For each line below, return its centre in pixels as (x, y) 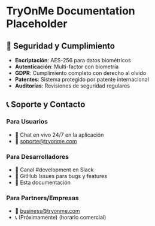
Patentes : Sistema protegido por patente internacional (82, 79)
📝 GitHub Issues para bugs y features (61, 176)
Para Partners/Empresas (42, 198)
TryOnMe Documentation (71, 11)
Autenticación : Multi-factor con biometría (67, 67)
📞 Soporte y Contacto (46, 105)
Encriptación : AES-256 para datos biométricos (73, 60)
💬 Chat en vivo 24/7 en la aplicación (59, 135)
